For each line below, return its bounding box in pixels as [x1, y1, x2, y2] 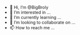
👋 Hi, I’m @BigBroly [9, 5, 48, 10]
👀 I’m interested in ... [9, 9, 51, 15]
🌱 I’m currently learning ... [9, 15, 62, 20]
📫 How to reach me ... [9, 25, 55, 30]
